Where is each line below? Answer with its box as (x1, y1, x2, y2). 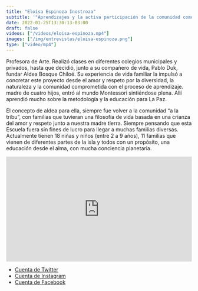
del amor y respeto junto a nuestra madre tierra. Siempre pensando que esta (6, 119, 192, 127)
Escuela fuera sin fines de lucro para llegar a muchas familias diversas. (6, 125, 179, 133)
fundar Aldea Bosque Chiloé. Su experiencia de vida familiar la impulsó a (6, 70, 183, 77)
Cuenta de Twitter (14, 266, 59, 273)
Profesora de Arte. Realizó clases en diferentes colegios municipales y (6, 57, 177, 65)
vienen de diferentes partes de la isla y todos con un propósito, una (6, 138, 170, 145)
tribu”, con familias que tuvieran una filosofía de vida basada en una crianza (6, 113, 190, 120)
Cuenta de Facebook (14, 279, 66, 286)
